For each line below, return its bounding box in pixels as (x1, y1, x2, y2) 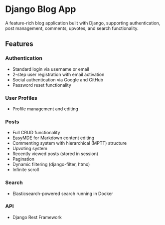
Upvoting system (12, 146, 47, 152)
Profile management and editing (12, 106, 79, 112)
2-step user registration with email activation (12, 71, 105, 77)
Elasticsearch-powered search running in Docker (12, 191, 113, 197)
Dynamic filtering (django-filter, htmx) (12, 161, 90, 168)
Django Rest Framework (12, 214, 62, 220)
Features (5, 40, 33, 48)
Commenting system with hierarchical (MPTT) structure (12, 140, 127, 146)
